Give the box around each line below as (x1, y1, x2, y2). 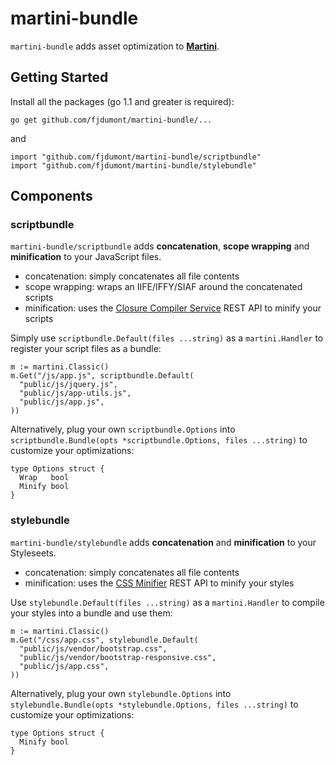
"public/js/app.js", (19, 397, 105, 407)
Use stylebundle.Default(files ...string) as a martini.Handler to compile (10, 596, 325, 608)
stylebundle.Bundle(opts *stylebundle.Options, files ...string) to (10, 698, 299, 710)
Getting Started (10, 69, 109, 86)
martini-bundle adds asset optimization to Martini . (10, 40, 220, 52)
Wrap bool (19, 473, 70, 483)
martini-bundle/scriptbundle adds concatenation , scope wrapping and (10, 240, 310, 252)
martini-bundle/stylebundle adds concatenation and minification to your (10, 536, 317, 548)
